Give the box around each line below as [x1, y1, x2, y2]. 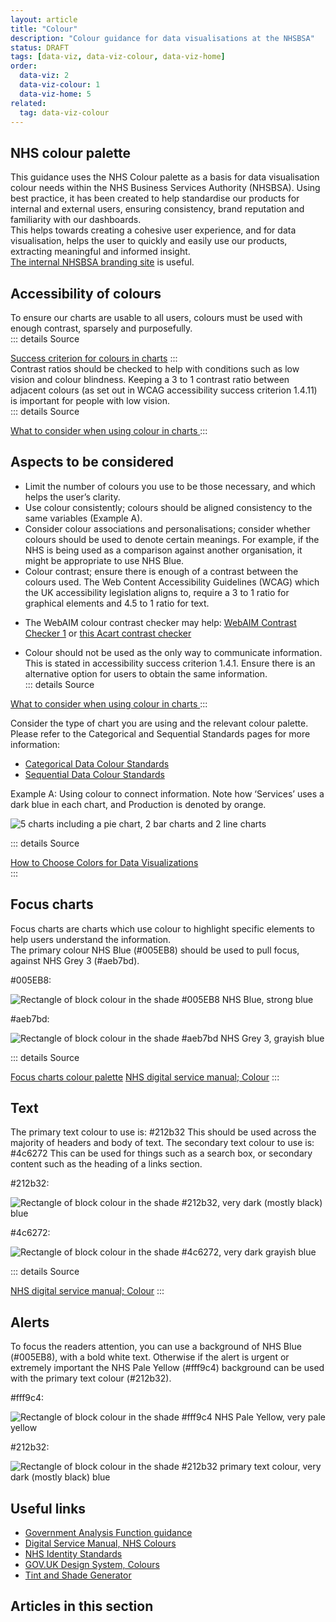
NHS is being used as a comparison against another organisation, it [24, 544, 303, 556]
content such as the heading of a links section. [10, 1158, 203, 1170]
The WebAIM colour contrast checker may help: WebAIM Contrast [24, 616, 297, 628]
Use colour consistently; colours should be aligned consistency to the [24, 501, 313, 513]
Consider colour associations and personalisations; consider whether [24, 522, 311, 535]
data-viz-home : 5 [19, 89, 92, 99]
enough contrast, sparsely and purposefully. [10, 322, 193, 334]
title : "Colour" [10, 24, 78, 34]
